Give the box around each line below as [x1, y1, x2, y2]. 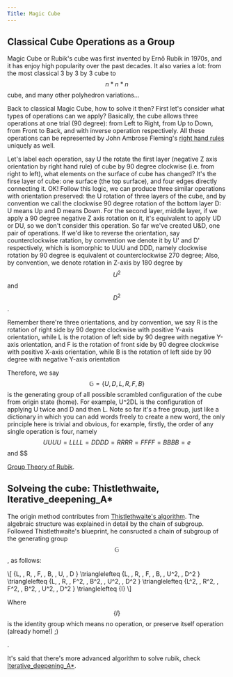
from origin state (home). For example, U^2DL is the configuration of [7, 398, 203, 406]
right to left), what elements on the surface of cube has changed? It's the [7, 170, 217, 178]
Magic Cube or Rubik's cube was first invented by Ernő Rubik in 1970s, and [7, 54, 223, 63]
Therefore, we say [7, 368, 60, 377]
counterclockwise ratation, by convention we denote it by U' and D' [7, 236, 200, 244]
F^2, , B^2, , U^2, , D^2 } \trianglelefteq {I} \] [7, 584, 132, 593]
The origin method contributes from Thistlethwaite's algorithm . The [7, 512, 200, 520]
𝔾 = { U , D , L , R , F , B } [88, 379, 145, 387]
